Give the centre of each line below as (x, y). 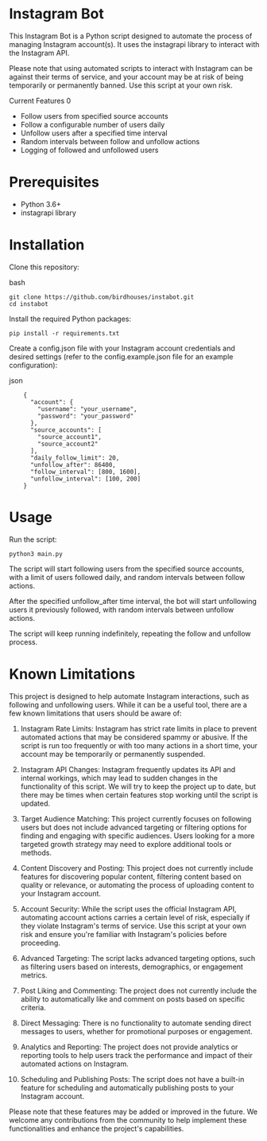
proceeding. (40, 943)
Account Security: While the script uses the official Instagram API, (128, 908)
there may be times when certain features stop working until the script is (139, 794)
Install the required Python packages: (70, 319)
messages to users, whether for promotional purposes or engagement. (136, 1031)
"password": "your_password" (86, 416)
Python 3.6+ (41, 204)
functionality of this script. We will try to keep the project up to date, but (138, 786)
